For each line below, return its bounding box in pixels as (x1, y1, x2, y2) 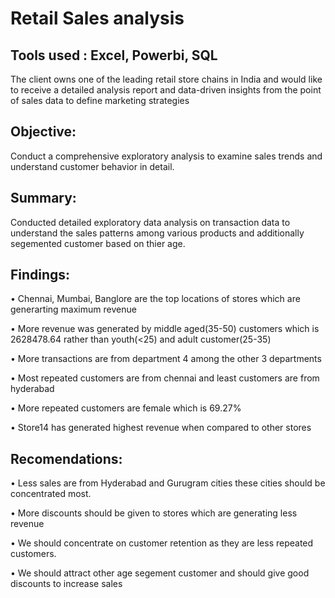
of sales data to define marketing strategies (10, 95, 190, 106)
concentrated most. (10, 488, 92, 500)
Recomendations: (10, 450, 123, 467)
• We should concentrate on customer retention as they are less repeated (10, 537, 314, 549)
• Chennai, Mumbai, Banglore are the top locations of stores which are (10, 293, 301, 305)
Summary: (10, 190, 77, 207)
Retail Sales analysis (10, 7, 185, 30)
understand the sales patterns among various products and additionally (10, 227, 305, 239)
